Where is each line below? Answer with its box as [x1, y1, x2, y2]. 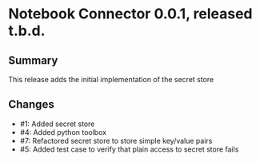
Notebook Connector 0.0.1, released [8, 5, 254, 23]
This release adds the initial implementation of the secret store [8, 75, 214, 84]
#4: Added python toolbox [19, 127, 106, 136]
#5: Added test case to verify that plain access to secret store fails [19, 144, 239, 154]
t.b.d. [8, 22, 46, 40]
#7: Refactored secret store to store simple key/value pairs [19, 136, 213, 145]
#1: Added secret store [19, 119, 95, 128]
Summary [8, 53, 58, 67]
